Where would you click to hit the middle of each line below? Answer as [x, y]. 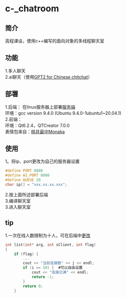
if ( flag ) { [26, 254]
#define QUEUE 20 [23, 180]
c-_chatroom [32, 9]
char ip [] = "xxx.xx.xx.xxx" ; [36, 185]
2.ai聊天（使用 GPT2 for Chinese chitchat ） [49, 77]
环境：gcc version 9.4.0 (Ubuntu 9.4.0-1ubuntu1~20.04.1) [63, 113]
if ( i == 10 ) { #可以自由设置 [53, 268]
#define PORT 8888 [24, 171]
